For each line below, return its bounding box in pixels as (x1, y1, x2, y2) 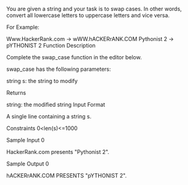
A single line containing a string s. (6, 113, 92, 120)
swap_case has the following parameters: (6, 65, 111, 73)
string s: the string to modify (6, 78, 78, 84)
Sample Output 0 (6, 160, 49, 167)
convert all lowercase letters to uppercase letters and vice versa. (6, 12, 170, 19)
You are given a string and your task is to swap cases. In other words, (6, 5, 182, 12)
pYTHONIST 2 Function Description (6, 42, 96, 49)
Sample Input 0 (6, 137, 45, 143)
